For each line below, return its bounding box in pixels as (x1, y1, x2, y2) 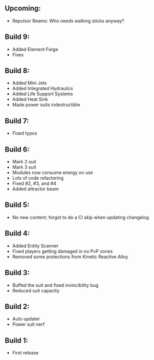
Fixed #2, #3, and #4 (12, 180, 57, 186)
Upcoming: (5, 4, 41, 13)
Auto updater (12, 316, 40, 322)
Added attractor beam (12, 186, 59, 192)
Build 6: (5, 145, 30, 154)
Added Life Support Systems (12, 91, 73, 97)
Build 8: (5, 67, 30, 75)
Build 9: (5, 33, 30, 41)
